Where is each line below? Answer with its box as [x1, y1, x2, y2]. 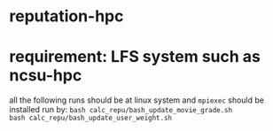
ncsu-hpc [9, 65, 82, 86]
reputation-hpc [9, 6, 124, 27]
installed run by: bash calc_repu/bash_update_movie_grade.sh [9, 104, 233, 115]
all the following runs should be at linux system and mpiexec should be [9, 95, 264, 105]
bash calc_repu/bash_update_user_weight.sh [9, 113, 173, 123]
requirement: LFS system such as [9, 47, 261, 67]
